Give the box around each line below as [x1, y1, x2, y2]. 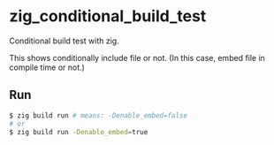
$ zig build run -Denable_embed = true [9, 127, 148, 136]
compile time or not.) [9, 62, 86, 72]
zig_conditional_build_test [9, 6, 207, 27]
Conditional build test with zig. [9, 35, 119, 46]
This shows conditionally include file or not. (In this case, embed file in [9, 52, 265, 63]
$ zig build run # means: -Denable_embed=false [9, 111, 188, 120]
